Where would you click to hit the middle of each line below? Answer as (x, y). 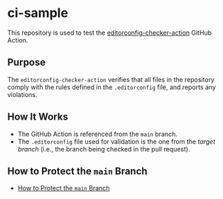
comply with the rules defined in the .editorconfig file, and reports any (112, 87)
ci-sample (38, 13)
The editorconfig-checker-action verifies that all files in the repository (111, 79)
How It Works (38, 117)
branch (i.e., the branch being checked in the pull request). (104, 149)
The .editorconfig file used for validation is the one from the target (116, 141)
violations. (22, 94)
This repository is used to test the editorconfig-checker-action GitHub (109, 33)
